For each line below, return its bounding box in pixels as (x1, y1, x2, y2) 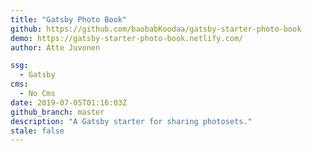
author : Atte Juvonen (10, 42, 101, 53)
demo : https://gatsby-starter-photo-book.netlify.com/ (10, 33, 244, 43)
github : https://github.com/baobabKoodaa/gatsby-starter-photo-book (10, 24, 302, 34)
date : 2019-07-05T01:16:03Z (10, 97, 128, 108)
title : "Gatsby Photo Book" (10, 14, 128, 25)
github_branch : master (10, 107, 105, 117)
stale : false (10, 126, 65, 136)
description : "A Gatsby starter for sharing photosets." (10, 116, 253, 126)
